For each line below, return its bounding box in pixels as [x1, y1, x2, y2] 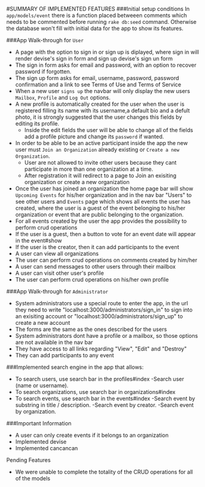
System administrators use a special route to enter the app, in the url [15, 300, 188, 307]
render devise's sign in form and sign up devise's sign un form [15, 55, 173, 62]
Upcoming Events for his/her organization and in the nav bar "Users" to [15, 191, 192, 198]
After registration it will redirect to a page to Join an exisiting [24, 172, 177, 179]
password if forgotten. [15, 68, 72, 75]
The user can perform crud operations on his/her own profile [15, 276, 170, 283]
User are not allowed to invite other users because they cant [24, 159, 177, 166]
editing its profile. [15, 120, 60, 127]
